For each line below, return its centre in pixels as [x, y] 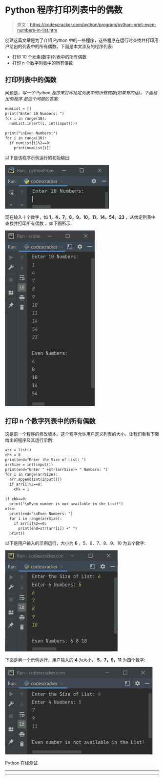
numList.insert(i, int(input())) [43, 123]
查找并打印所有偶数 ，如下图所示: [38, 223]
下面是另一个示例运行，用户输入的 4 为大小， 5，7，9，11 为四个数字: [75, 660]
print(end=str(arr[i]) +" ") [48, 528]
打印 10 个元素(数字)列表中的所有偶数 [49, 56]
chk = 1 [21, 489]
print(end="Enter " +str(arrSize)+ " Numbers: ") [57, 469]
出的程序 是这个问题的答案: [32, 99]
